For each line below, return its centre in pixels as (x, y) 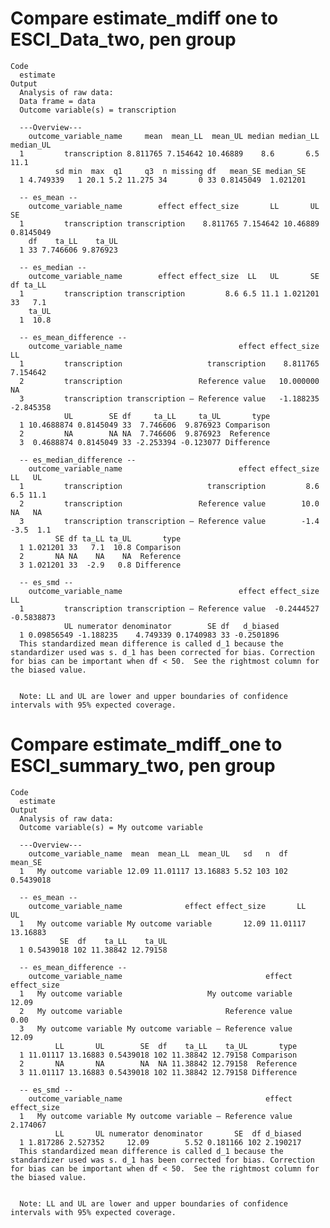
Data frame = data (58, 101)
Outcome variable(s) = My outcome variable (111, 827)
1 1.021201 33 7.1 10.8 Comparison (100, 547)
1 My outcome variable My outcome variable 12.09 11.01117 (163, 923)
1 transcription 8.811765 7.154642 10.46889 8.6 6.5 (169, 153)
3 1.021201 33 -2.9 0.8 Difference (100, 565)
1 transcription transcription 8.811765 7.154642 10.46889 (169, 223)
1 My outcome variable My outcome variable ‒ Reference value (156, 1116)
